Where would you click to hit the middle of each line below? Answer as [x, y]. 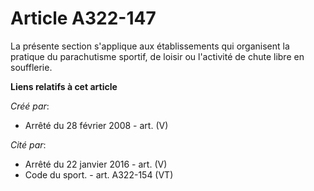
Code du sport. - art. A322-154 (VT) [99, 174]
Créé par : [30, 106]
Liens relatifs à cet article [64, 86]
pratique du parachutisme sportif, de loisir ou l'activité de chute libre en [157, 56]
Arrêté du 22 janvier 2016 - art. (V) [96, 164]
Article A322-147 [83, 18]
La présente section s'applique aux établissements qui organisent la [150, 46]
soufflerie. [31, 67]
